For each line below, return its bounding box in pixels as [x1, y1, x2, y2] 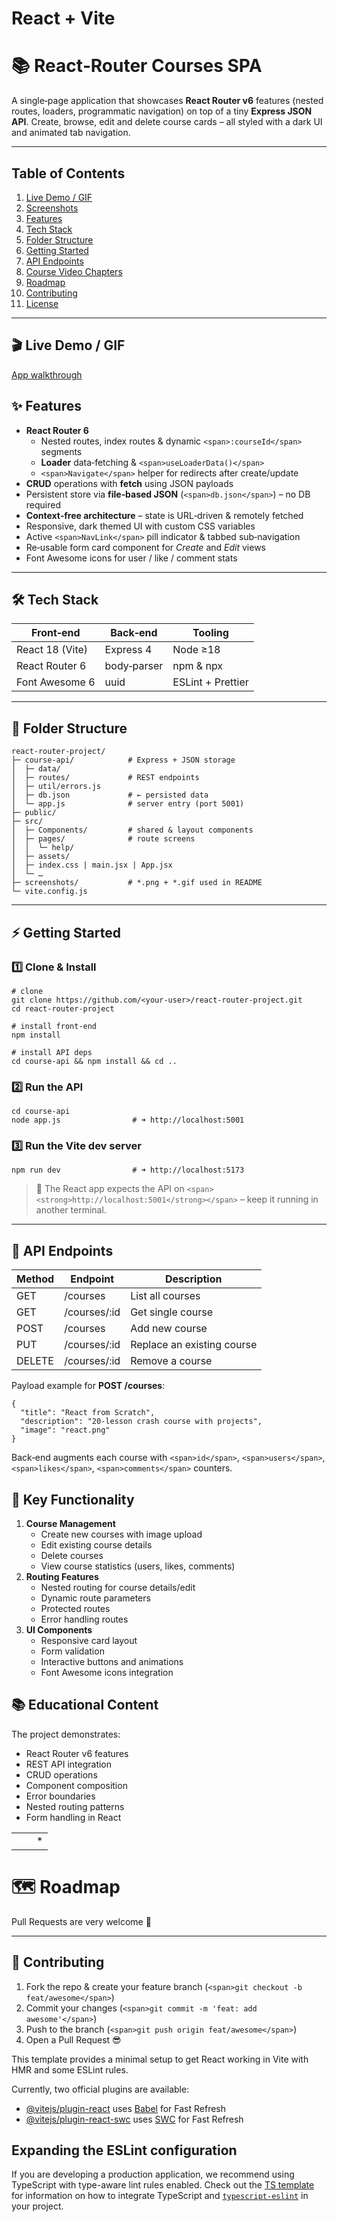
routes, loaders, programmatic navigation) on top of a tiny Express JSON [11, 105, 313, 117]
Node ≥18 [172, 643, 221, 657]
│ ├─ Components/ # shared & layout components [11, 825, 254, 836]
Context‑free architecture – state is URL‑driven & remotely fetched [25, 509, 304, 521]
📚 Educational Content [11, 1697, 159, 1714]
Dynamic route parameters [40, 1592, 151, 1604]
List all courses [130, 1289, 201, 1303]
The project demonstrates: [11, 1728, 121, 1740]
